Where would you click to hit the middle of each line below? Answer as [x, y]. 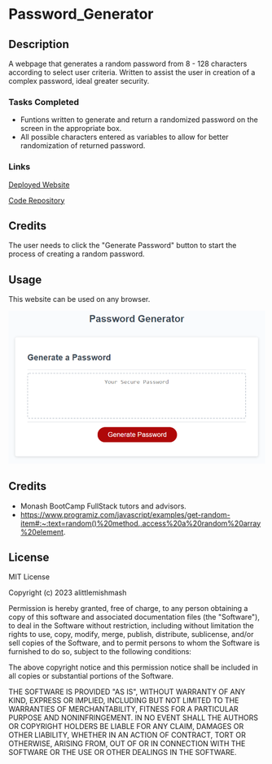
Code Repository [37, 200]
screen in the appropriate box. [71, 129]
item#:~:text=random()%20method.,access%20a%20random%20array [140, 523]
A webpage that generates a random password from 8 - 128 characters [128, 63]
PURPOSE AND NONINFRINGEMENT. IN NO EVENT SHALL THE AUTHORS [134, 718]
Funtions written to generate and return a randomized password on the [139, 120]
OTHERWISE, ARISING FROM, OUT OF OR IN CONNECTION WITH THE [127, 744]
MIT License [29, 577]
